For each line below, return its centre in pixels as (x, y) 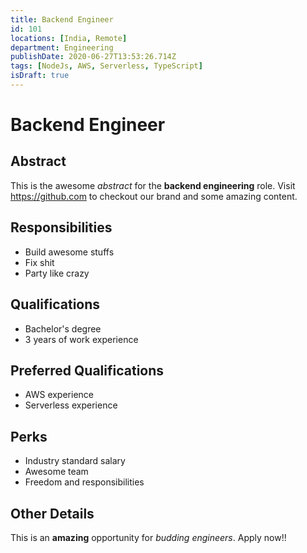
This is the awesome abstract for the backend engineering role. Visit (153, 185)
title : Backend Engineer (62, 19)
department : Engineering (62, 47)
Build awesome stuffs (69, 252)
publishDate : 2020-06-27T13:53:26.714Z (93, 57)
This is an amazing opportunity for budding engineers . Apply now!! (148, 537)
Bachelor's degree (63, 328)
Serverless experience (71, 405)
